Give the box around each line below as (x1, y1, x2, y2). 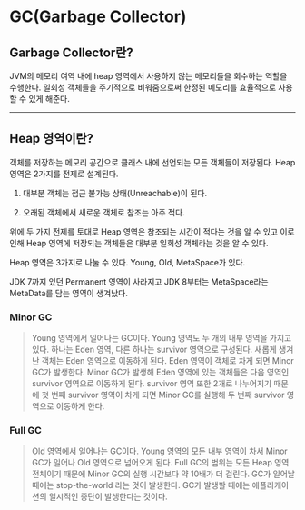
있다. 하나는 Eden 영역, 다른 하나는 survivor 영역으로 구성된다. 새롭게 (31, 344, 277, 355)
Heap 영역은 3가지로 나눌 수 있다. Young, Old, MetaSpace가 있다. (9, 256, 246, 267)
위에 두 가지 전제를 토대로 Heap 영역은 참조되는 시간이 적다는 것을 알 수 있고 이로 (9, 225, 295, 237)
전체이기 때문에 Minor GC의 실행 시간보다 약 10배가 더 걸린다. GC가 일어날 (31, 468, 295, 479)
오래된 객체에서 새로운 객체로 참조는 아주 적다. (22, 206, 186, 217)
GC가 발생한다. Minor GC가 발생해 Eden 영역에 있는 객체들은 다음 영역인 (31, 366, 290, 378)
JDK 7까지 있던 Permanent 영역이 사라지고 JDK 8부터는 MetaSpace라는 (9, 275, 270, 287)
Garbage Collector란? (9, 45, 133, 60)
